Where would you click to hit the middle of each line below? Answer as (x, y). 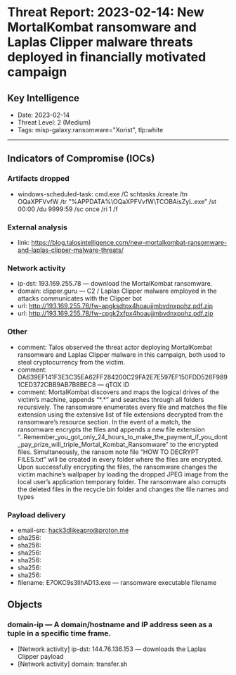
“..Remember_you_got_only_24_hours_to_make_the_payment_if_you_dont (123, 436)
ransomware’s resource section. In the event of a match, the (104, 422)
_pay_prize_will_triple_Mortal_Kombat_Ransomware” (93, 444)
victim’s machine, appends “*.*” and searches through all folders (111, 399)
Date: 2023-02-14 (44, 115)
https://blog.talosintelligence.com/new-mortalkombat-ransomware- (129, 242)
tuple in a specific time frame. (59, 633)
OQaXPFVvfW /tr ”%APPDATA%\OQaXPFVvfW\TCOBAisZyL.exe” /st (117, 201)
